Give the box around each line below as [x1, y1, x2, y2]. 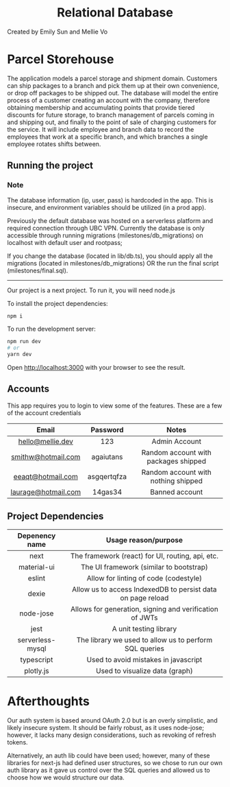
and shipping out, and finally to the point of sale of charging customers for [7, 118, 217, 126]
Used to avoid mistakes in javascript [86, 655, 203, 664]
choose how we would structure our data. [7, 773, 125, 782]
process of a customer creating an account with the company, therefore [7, 96, 210, 104]
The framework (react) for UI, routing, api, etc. [70, 551, 219, 561]
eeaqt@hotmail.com [13, 471, 79, 481]
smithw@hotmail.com [11, 451, 81, 461]
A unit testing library [112, 624, 177, 633]
